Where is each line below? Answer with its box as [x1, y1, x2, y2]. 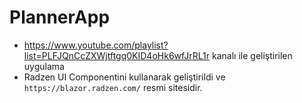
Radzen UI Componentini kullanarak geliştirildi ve [23, 71, 226, 83]
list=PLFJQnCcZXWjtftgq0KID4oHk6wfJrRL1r [23, 49, 211, 61]
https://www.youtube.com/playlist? [23, 39, 169, 51]
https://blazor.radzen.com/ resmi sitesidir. [23, 81, 203, 93]
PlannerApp [9, 6, 111, 29]
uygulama [23, 60, 65, 72]
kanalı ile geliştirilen [212, 49, 293, 61]
